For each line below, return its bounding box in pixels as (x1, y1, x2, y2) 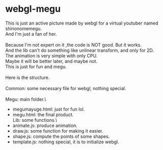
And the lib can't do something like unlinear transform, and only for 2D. (5, 47, 154, 53)
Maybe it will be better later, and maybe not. (5, 58, 98, 64)
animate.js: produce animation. (12, 122, 78, 128)
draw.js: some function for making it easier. (12, 127, 103, 134)
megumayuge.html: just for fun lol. (12, 106, 85, 112)
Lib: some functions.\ (12, 117, 58, 123)
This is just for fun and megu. (5, 63, 67, 70)
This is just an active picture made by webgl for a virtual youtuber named (5, 20, 158, 26)
